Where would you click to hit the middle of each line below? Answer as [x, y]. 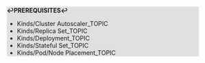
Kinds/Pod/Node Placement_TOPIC [67, 53]
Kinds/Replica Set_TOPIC [52, 31]
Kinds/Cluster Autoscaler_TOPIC [63, 24]
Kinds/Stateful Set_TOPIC [53, 46]
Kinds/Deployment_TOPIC [53, 38]
